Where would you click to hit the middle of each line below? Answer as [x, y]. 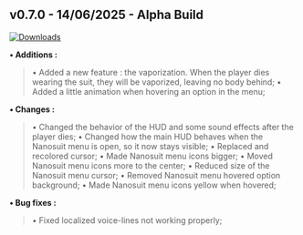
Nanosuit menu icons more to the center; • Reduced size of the [151, 165]
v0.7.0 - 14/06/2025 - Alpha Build [106, 15]
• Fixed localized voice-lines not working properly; [127, 220]
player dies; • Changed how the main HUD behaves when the [147, 137]
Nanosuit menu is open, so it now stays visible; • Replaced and [150, 146]
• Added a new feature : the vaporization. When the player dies [151, 72]
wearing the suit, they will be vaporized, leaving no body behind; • [157, 82]
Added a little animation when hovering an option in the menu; [148, 91]
